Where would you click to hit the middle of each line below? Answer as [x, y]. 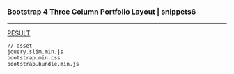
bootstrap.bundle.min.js [43, 64]
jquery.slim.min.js [36, 52]
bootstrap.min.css [34, 58]
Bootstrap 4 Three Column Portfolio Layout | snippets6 [102, 12]
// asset [20, 46]
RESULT [19, 33]
